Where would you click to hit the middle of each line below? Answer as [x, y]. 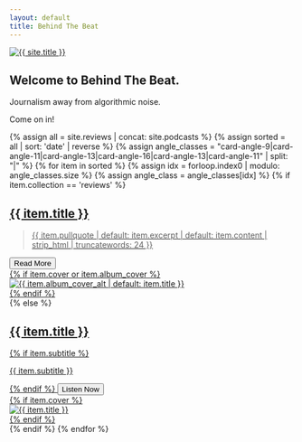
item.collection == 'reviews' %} [68, 185]
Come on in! [32, 119]
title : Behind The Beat [54, 26]
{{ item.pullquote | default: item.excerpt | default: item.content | [149, 235]
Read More [33, 263]
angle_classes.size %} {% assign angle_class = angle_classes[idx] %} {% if [150, 175]
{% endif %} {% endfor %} [59, 428]
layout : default [40, 18]
